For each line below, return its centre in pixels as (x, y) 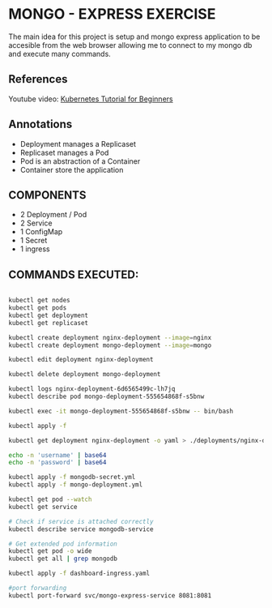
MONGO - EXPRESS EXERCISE (112, 14)
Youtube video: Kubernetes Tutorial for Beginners (91, 99)
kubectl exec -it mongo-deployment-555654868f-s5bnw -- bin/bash (121, 411)
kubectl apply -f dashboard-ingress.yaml (79, 574)
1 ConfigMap (41, 232)
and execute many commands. (59, 54)
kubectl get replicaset (49, 323)
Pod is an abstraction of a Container (80, 161)
